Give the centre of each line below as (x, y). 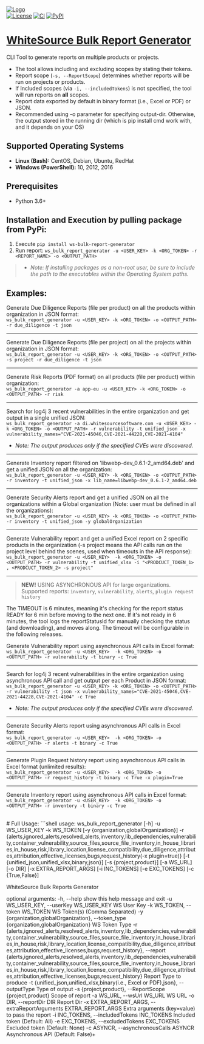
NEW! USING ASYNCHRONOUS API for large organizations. (96, 585)
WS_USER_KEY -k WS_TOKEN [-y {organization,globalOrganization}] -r (95, 830)
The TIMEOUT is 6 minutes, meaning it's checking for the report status (95, 609)
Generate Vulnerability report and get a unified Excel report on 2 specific (97, 539)
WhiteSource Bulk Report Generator (99, 40)
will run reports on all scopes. (52, 95)
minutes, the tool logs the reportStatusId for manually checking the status (98, 621)
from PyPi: (27, 229)
